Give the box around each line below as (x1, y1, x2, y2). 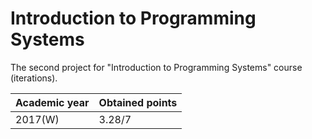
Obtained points (98, 95, 178, 109)
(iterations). (10, 72, 58, 84)
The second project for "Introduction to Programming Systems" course (10, 61, 303, 73)
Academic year (15, 95, 90, 109)
